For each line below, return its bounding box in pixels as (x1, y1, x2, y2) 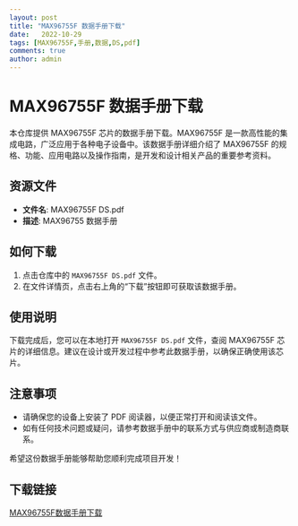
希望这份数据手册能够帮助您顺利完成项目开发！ (9, 453, 182, 464)
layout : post (9, 13, 58, 22)
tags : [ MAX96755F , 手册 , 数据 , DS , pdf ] (9, 38, 140, 47)
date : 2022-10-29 (9, 30, 82, 39)
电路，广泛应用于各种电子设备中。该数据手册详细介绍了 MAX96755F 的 (16, 138, 279, 149)
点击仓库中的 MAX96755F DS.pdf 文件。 (21, 270, 163, 280)
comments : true (9, 47, 66, 56)
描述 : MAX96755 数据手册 (21, 215, 118, 226)
